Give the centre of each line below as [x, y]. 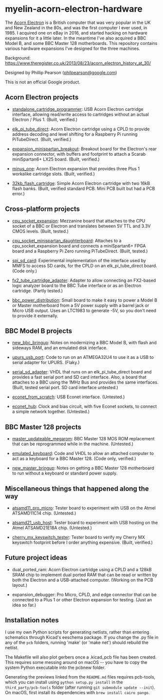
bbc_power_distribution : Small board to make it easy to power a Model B [84, 300]
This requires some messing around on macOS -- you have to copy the [76, 662]
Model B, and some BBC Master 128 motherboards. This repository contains [81, 43]
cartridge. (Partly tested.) [37, 290]
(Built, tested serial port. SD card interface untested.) [65, 388]
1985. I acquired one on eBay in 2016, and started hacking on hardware [76, 33]
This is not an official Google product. [43, 82]
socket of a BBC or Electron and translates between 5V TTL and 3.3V [81, 226]
